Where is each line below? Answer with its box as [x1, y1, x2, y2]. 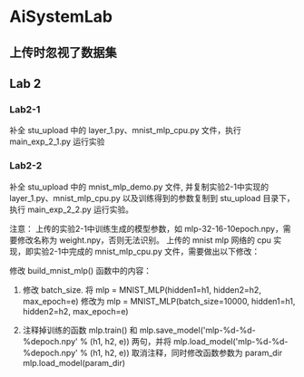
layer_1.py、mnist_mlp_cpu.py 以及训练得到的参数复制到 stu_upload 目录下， [9, 192, 295, 203]
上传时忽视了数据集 [9, 44, 117, 60]
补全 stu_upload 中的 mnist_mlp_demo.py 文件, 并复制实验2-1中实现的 [9, 181, 270, 192]
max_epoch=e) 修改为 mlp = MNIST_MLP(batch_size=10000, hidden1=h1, [22, 295, 296, 306]
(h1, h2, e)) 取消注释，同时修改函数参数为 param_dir [89, 347, 283, 358]
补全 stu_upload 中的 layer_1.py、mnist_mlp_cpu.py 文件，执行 [9, 125, 242, 136]
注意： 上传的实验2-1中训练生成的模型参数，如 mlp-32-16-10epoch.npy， [9, 223, 283, 234]
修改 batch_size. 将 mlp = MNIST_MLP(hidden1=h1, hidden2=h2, [22, 284, 261, 295]
